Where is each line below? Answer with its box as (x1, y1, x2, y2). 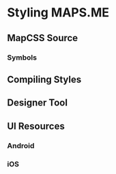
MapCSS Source (7, 32, 78, 44)
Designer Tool (7, 97, 68, 109)
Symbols (7, 53, 38, 62)
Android (7, 140, 35, 150)
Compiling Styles (7, 73, 82, 85)
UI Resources (7, 120, 65, 132)
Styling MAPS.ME (7, 5, 109, 21)
